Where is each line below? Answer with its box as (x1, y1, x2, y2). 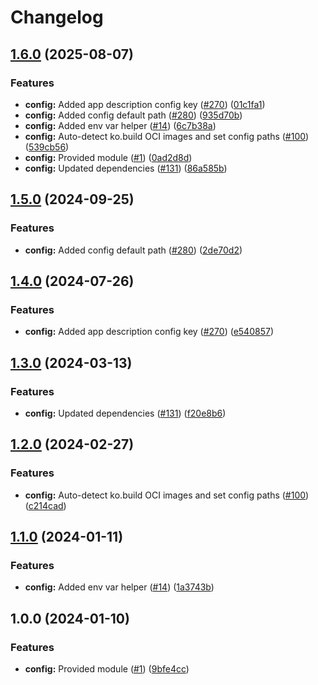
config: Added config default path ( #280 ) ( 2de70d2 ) (24, 244, 243, 256)
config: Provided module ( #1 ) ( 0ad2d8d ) (24, 151, 193, 163)
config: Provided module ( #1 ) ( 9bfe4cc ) (24, 663, 190, 675)
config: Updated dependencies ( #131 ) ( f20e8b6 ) (24, 407, 227, 419)
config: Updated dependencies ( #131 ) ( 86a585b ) (24, 162, 228, 174)
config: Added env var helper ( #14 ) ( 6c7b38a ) (24, 119, 217, 131)
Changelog (10, 6, 104, 29)
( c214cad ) (24, 499, 67, 511)
